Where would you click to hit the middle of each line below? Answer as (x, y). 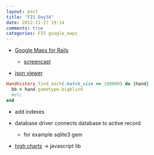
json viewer (29, 73)
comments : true (25, 28)
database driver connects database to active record (78, 123)
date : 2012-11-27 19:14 (35, 22)
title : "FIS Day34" (30, 17)
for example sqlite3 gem (53, 134)
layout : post (22, 11)
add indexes (30, 111)
